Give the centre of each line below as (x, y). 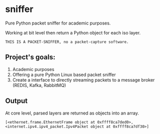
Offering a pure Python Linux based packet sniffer (64, 74)
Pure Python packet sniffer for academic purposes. (58, 23)
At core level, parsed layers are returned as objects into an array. (72, 113)
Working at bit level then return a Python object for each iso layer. (73, 32)
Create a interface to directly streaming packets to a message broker (84, 80)
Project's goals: (30, 57)
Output (16, 101)
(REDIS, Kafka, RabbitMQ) (39, 85)
